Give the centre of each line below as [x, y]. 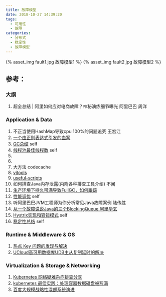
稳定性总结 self [28, 221]
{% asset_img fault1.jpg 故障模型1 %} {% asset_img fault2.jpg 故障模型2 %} [84, 62]
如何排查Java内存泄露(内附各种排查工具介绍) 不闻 [64, 183]
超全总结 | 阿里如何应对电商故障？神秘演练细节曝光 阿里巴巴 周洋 [80, 106]
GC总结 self [25, 143]
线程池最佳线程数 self [35, 150]
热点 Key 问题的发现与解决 [40, 246]
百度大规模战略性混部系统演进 [44, 289]
